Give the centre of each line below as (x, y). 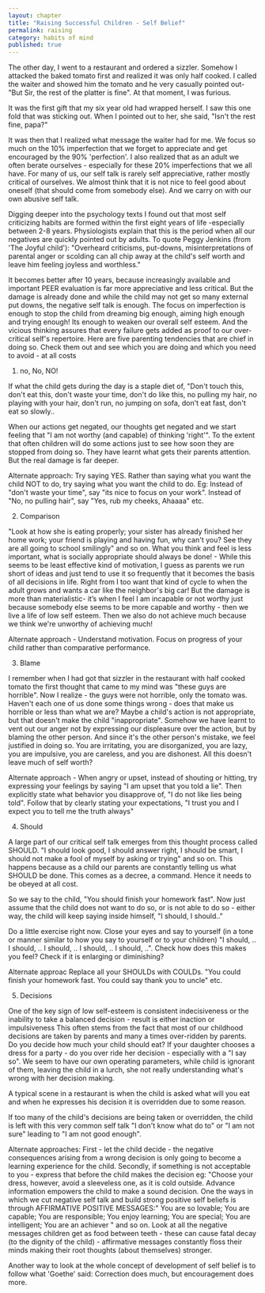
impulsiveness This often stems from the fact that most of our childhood (126, 1028)
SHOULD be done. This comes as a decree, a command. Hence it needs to (130, 875)
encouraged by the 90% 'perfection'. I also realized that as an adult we (124, 157)
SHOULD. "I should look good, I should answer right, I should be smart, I (126, 850)
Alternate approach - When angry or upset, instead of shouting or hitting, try (133, 778)
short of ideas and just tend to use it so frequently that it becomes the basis (132, 573)
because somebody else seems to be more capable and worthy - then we (129, 607)
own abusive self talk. (44, 199)
